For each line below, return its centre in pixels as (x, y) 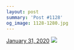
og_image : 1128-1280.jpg (37, 23)
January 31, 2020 (28, 41)
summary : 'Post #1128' (35, 17)
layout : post (23, 12)
